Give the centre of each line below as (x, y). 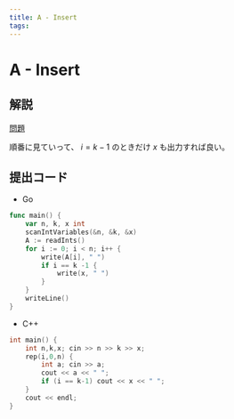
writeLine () (47, 299)
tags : (19, 26)
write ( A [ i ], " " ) (73, 257)
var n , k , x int (56, 224)
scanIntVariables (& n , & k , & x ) (81, 232)
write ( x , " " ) (83, 274)
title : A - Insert (43, 17)
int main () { (33, 340)
